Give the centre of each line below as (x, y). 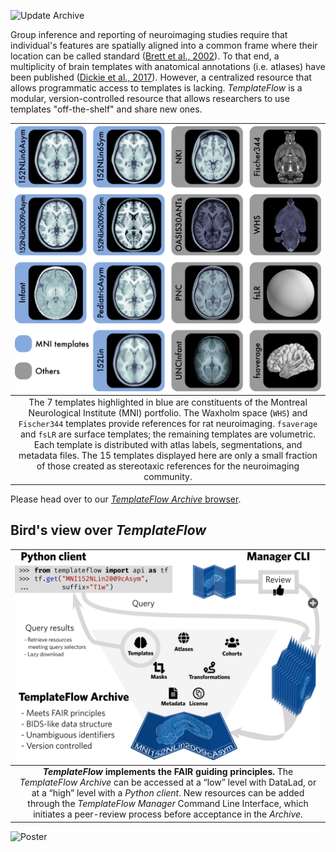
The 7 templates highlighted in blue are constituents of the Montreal (168, 402)
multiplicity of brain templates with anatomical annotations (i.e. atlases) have (168, 66)
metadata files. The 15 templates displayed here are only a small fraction (168, 456)
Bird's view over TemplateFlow (108, 530)
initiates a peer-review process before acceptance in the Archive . (168, 814)
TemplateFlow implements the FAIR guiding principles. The (168, 772)
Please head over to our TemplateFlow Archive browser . (126, 499)
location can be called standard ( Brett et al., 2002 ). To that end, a (145, 56)
